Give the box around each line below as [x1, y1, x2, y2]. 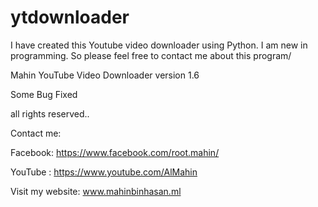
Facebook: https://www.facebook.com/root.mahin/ [10, 146, 220, 158]
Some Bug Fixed [10, 88, 78, 100]
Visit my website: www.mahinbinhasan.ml [10, 185, 182, 197]
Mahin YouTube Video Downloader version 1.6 [10, 69, 200, 81]
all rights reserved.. [10, 107, 90, 120]
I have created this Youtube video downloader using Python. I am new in [10, 39, 308, 51]
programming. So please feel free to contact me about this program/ [10, 49, 292, 61]
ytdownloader [10, 6, 130, 29]
